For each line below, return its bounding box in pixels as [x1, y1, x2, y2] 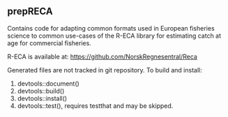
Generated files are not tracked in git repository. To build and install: [7, 65, 202, 74]
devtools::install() [17, 94, 68, 102]
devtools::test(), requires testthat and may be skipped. [17, 101, 174, 110]
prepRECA [7, 6, 54, 17]
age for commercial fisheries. [7, 38, 92, 47]
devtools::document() [17, 79, 80, 88]
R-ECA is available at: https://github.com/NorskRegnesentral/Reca [7, 52, 197, 61]
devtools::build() [17, 86, 65, 95]
